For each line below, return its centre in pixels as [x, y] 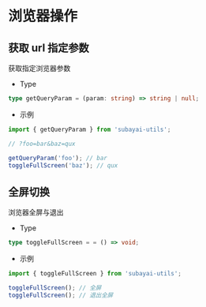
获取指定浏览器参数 [39, 68]
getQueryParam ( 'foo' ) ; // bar [58, 158]
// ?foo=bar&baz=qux [42, 144]
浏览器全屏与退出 [36, 212]
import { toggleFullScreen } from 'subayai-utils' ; [95, 274]
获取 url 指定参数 [49, 48]
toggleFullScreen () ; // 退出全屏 [61, 295]
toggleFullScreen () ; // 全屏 [55, 288]
